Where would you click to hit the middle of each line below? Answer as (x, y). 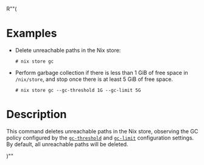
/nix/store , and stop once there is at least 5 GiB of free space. (94, 79)
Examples (32, 33)
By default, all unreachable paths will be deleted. (67, 144)
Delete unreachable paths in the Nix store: (68, 50)
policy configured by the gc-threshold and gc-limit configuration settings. (100, 138)
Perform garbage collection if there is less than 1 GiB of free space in (102, 72)
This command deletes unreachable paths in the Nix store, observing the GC (102, 131)
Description (37, 114)
